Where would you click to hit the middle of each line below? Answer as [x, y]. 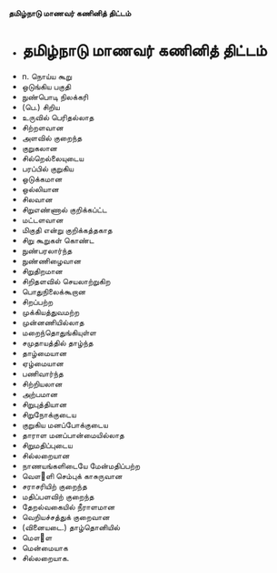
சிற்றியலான [42, 384]
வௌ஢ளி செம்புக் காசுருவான [72, 476]
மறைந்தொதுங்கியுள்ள [59, 333]
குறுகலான [40, 148]
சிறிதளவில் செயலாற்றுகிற [66, 281]
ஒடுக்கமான [42, 179]
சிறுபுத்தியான [44, 404]
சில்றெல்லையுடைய [53, 158]
